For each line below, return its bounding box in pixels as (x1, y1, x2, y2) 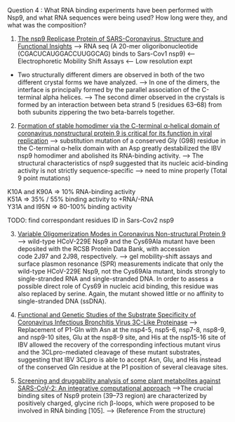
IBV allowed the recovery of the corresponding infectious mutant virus (17, 340, 221, 349)
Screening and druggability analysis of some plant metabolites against (17, 376, 221, 385)
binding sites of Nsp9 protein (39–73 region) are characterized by (17, 392, 207, 399)
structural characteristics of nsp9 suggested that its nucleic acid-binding (17, 159, 229, 167)
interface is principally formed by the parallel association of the (17, 86, 201, 94)
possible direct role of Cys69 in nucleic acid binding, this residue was (17, 282, 219, 290)
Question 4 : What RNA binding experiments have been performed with (7, 6, 213, 14)
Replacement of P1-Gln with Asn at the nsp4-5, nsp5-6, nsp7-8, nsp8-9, (17, 326, 227, 333)
